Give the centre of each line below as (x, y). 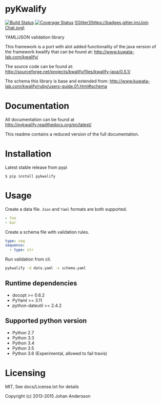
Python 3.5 (23, 348)
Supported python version (46, 321)
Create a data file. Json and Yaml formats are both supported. (66, 209)
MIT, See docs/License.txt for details (42, 386)
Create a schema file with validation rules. (47, 232)
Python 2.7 (23, 332)
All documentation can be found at (40, 119)
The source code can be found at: (39, 66)
